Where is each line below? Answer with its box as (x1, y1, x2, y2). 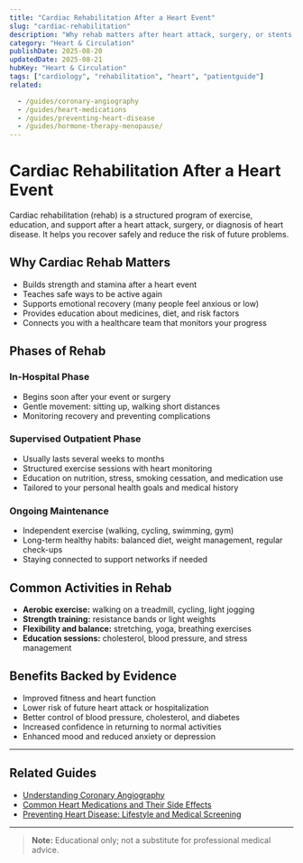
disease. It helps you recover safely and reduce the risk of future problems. (9, 229, 289, 240)
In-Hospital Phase (9, 371, 90, 384)
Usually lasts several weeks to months (22, 453, 165, 464)
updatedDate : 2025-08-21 (9, 55, 103, 64)
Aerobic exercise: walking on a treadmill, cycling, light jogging (22, 604, 255, 615)
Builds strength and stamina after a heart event (22, 279, 197, 290)
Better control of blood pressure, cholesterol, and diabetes (22, 711, 241, 722)
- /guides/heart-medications (17, 105, 127, 114)
